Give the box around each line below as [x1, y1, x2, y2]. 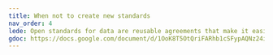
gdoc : [8, 34, 27, 43]
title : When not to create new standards [8, 11, 151, 20]
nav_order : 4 [8, 19, 53, 27]
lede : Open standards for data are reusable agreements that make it [8, 27, 249, 35]
